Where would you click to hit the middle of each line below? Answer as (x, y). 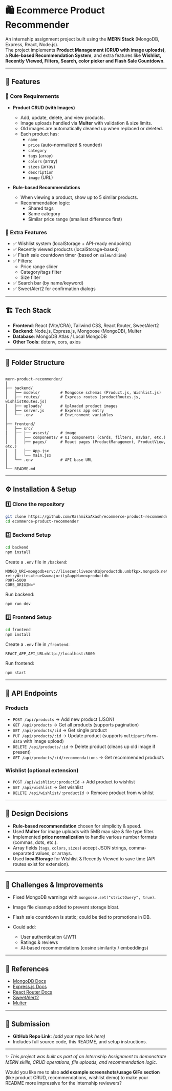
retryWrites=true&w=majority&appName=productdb (57, 576)
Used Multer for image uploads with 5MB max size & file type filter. (83, 831)
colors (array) (43, 161)
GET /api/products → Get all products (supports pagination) (76, 724)
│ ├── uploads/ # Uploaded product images (61, 406)
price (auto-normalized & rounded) (65, 145)
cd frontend (18, 630)
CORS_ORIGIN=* (20, 585)
